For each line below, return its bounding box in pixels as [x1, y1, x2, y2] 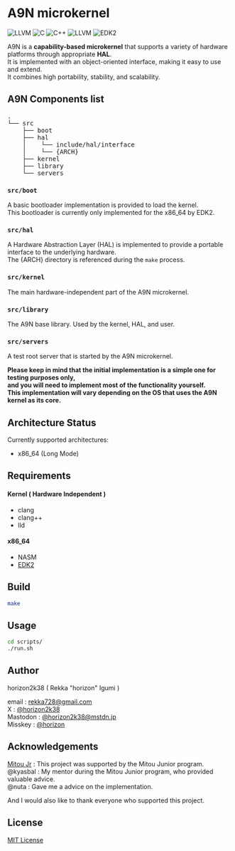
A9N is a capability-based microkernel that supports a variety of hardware [7, 42, 229, 51]
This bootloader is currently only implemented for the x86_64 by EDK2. [7, 208, 215, 217]
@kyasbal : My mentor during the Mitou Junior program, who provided [7, 767, 214, 776]
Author [7, 665, 39, 677]
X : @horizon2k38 [7, 704, 60, 713]
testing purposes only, [7, 374, 76, 382]
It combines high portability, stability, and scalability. [7, 73, 161, 81]
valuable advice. [7, 774, 55, 783]
